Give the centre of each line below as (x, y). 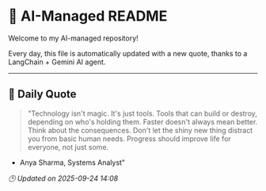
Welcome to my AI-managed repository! (73, 38)
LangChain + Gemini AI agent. (57, 62)
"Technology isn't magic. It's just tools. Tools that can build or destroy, (142, 113)
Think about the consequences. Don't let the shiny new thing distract (140, 130)
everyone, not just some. (68, 147)
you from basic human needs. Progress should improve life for (129, 139)
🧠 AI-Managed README (88, 16)
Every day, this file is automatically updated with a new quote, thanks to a (128, 53)
